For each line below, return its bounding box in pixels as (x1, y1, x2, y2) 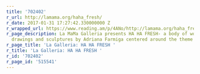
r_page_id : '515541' (6, 58, 58, 64)
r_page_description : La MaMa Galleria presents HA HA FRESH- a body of (6, 31, 187, 37)
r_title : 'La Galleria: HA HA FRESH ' (6, 48, 102, 54)
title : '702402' (6, 8, 46, 15)
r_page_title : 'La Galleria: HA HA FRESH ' (6, 42, 116, 48)
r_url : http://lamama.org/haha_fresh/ (6, 14, 102, 20)
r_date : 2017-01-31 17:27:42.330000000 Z (6, 20, 111, 26)
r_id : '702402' (6, 53, 44, 59)
